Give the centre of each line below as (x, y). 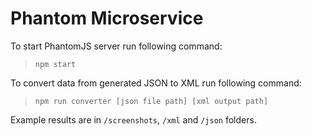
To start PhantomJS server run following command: (116, 46)
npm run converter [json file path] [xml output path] (151, 101)
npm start (55, 64)
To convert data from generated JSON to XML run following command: (156, 83)
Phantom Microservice (107, 18)
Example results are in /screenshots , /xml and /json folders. (133, 119)
